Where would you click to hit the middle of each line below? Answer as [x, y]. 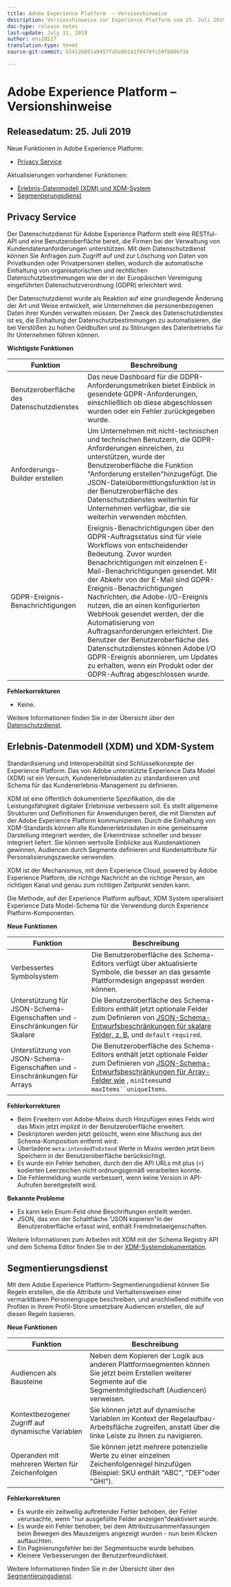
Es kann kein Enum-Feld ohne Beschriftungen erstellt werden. [104, 1212]
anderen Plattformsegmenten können [150, 1364]
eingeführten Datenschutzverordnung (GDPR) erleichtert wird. [95, 285]
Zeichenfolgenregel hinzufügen [140, 1464]
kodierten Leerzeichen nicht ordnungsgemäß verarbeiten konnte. [109, 1170]
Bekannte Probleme [36, 1198]
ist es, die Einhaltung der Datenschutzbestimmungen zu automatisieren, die [114, 320]
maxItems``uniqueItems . [130, 1088]
